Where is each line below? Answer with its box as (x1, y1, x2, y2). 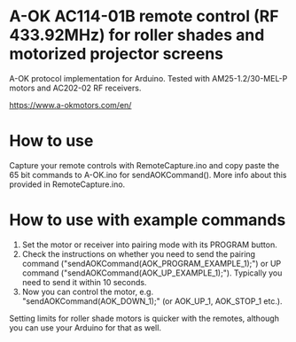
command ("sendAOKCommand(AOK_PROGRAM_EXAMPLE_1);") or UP (21, 258, 282, 268)
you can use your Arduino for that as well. (9, 322, 162, 333)
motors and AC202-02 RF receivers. (9, 82, 142, 93)
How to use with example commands (9, 210, 286, 230)
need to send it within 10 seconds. (21, 276, 147, 287)
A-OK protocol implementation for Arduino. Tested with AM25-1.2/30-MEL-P (9, 73, 288, 83)
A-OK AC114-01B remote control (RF (9, 6, 279, 27)
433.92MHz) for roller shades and (9, 25, 265, 45)
